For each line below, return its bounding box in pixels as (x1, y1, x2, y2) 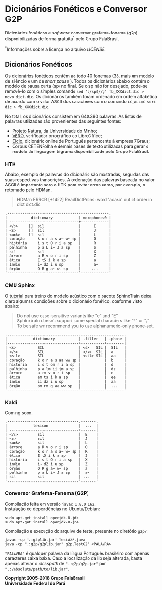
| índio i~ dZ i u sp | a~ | (5, 262, 111, 267)
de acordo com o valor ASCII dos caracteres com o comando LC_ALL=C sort (5, 99, 156, 105)
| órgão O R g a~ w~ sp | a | (5, 466, 98, 471)
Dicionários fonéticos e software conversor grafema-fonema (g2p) (5, 30, 138, 35)
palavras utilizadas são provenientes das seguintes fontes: (5, 118, 122, 124)
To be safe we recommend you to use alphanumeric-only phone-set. (16, 323, 154, 329)
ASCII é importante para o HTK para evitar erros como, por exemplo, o (5, 182, 146, 188)
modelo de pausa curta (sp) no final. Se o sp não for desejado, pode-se (5, 84, 147, 89)
